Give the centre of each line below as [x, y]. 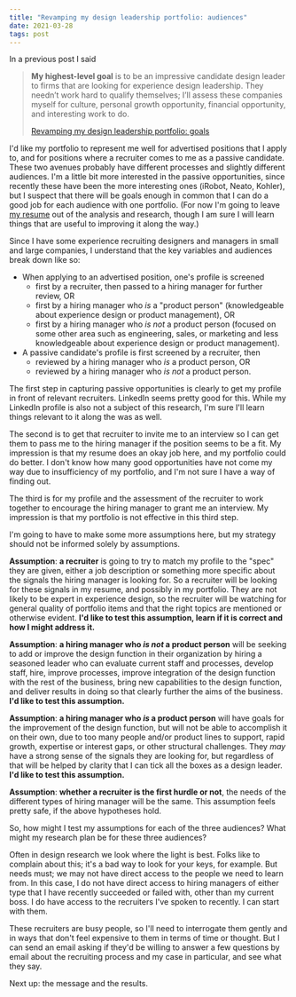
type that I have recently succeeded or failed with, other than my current [142, 892]
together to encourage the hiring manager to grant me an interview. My [139, 508]
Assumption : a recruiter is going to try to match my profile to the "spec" [142, 561]
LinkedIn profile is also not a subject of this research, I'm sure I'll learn [137, 408]
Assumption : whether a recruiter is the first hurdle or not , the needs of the [148, 792]
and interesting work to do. [80, 114]
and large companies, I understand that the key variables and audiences [141, 250]
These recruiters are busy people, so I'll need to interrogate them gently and [148, 929]
